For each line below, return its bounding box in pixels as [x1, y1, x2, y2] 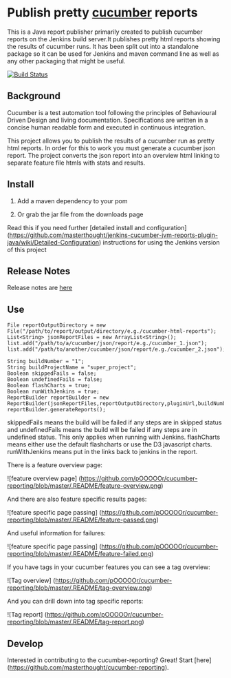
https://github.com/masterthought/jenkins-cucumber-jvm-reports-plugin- [9, 231, 219, 239]
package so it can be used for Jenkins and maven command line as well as [7, 50, 219, 58]
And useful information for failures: [7, 529, 106, 537]
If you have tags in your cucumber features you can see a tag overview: [7, 563, 211, 571]
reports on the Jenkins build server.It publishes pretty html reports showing [7, 34, 221, 43]
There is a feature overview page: [7, 461, 103, 469]
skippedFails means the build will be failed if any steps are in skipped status [7, 418, 222, 427]
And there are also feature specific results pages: [7, 495, 147, 504]
